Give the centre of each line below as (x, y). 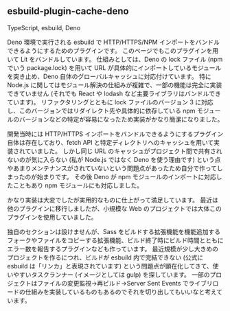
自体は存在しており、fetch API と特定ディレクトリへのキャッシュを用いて (111, 142)
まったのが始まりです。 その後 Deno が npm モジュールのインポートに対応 (112, 176)
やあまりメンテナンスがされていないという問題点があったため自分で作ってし (115, 168)
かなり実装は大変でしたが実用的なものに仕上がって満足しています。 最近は (113, 200)
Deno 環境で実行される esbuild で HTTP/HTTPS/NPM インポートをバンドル (114, 42)
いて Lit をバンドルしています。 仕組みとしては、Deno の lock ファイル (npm (115, 59)
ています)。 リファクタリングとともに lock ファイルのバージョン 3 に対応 (111, 102)
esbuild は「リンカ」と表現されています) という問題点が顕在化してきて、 (110, 266)
